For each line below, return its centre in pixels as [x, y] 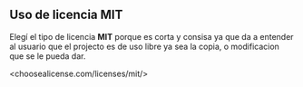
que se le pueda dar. [48, 56]
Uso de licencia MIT [66, 15]
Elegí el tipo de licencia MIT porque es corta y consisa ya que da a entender [151, 36]
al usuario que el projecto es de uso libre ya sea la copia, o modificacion [144, 46]
